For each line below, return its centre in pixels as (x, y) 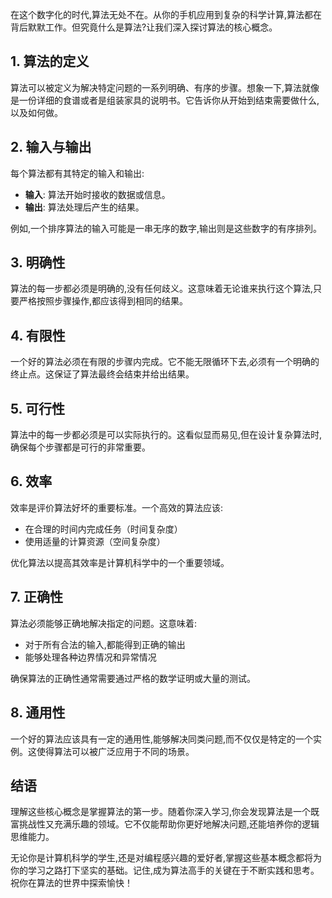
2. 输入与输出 (51, 147)
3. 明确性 (38, 263)
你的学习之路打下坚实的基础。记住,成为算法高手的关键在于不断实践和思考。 (165, 870)
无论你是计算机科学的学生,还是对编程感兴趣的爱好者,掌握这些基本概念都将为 (166, 858)
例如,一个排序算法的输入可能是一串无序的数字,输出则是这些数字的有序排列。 (166, 228)
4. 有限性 (38, 335)
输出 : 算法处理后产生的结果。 (84, 207)
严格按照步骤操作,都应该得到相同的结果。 (103, 301)
